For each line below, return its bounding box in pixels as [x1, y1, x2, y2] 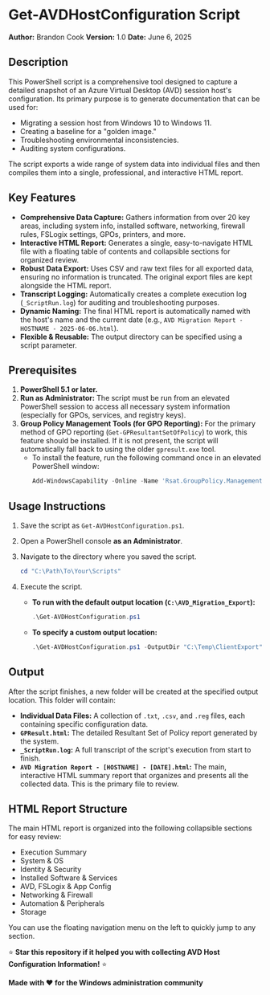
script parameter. [19, 340, 78, 350]
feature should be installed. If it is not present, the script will [19, 436, 219, 446]
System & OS [19, 856, 64, 866]
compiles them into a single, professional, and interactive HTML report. [8, 167, 243, 177]
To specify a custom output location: [31, 627, 158, 637]
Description [8, 55, 68, 69]
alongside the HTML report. [19, 280, 112, 290]
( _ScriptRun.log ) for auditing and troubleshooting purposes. [19, 297, 219, 307]
